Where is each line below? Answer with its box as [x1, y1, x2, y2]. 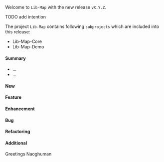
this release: [5, 29, 30, 34]
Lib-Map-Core [12, 38, 42, 44]
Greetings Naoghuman [5, 151, 52, 157]
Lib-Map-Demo [12, 44, 44, 49]
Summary [5, 55, 26, 61]
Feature [5, 94, 21, 100]
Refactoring [5, 129, 30, 135]
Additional [5, 140, 27, 146]
